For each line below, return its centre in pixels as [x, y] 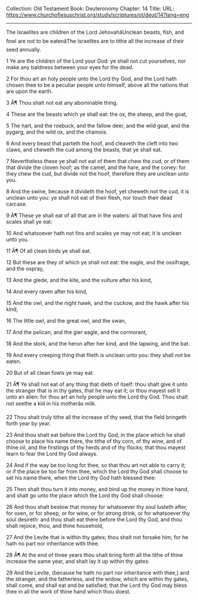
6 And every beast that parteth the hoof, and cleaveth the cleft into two [92, 143]
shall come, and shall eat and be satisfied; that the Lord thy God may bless [97, 585]
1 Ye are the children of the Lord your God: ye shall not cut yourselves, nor [96, 61]
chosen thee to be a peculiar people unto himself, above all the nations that [97, 85]
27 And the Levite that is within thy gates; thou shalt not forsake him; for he [97, 537]
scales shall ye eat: [29, 222]
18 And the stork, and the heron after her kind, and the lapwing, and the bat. [98, 343]
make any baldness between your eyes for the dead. [70, 67]
